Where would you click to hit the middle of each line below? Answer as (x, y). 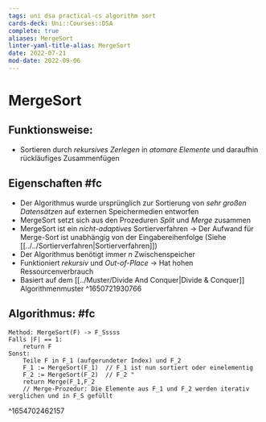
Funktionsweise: (51, 130)
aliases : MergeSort (41, 38)
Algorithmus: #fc (52, 314)
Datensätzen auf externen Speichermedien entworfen (109, 211)
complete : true (34, 31)
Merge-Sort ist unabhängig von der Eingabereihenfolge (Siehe (123, 237)
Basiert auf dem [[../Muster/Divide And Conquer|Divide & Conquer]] (132, 279)
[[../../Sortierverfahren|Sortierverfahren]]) (89, 246)
